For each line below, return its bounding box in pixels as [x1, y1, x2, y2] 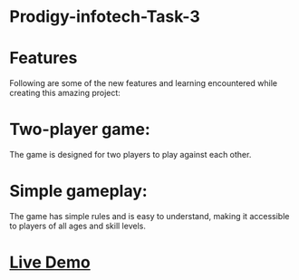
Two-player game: [9, 120, 151, 140]
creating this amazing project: [9, 88, 121, 99]
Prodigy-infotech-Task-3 [9, 6, 201, 27]
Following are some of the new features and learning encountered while [9, 78, 278, 89]
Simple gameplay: [9, 181, 148, 201]
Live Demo [9, 252, 91, 273]
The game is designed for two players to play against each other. [9, 150, 252, 160]
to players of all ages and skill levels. [9, 220, 147, 231]
